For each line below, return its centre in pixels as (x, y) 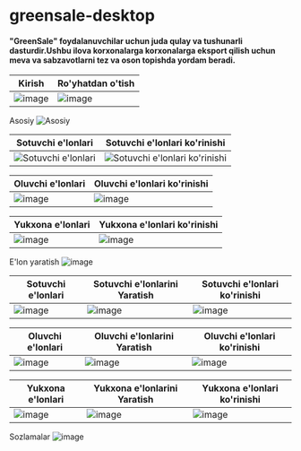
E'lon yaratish (34, 262)
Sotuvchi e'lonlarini (136, 284)
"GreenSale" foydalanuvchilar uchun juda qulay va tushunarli (126, 40)
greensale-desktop (82, 16)
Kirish (31, 83)
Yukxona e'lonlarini (136, 388)
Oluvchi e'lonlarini (134, 336)
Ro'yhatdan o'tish (96, 83)
